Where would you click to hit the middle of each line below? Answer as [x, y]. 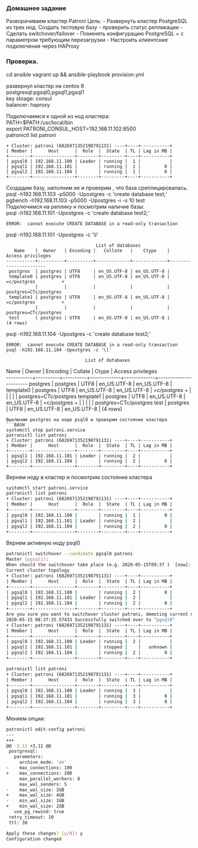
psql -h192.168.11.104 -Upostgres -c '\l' [59, 350]
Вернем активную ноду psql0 [43, 543]
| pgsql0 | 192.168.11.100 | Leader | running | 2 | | [89, 642]
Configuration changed [34, 839]
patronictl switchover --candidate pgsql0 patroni [70, 554]
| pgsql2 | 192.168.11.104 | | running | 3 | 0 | [89, 702]
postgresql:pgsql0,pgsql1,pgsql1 [45, 92]
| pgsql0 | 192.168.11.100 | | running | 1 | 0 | [89, 515]
